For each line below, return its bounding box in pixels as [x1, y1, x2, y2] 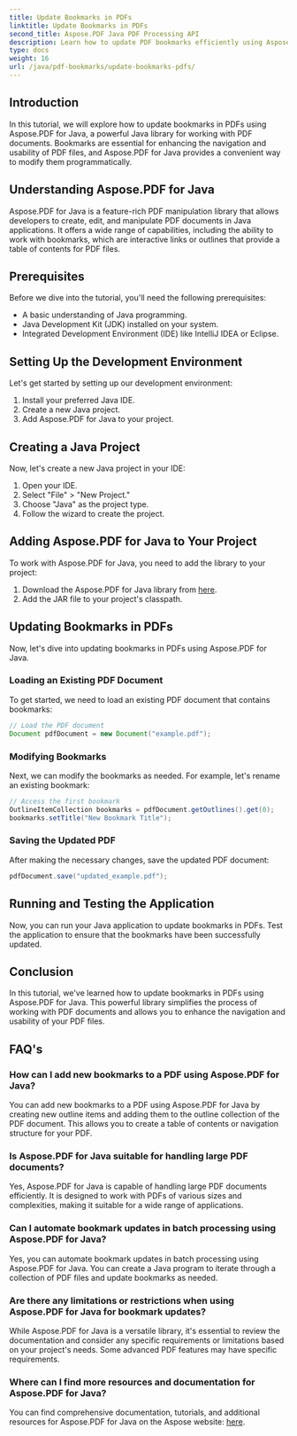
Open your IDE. [21, 480, 78, 490]
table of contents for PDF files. [9, 243, 121, 254]
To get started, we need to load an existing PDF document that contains [9, 694, 270, 705]
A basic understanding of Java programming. [21, 309, 187, 320]
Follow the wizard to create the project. [21, 508, 165, 519]
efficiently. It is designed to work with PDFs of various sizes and [9, 1190, 242, 1201]
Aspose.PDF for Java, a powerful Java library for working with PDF [9, 128, 253, 138]
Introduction [9, 95, 80, 111]
